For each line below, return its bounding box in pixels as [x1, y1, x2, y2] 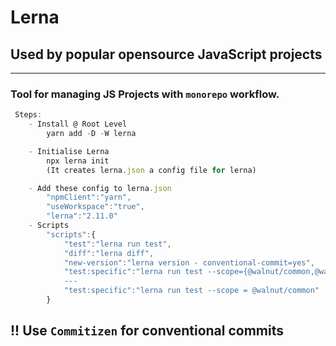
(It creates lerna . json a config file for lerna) [46, 165, 257, 175]
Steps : [14, 110, 43, 120]
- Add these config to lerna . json [28, 183, 172, 193]
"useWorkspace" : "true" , [46, 202, 145, 212]
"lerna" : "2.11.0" [46, 211, 118, 221]
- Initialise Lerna [28, 146, 110, 156]
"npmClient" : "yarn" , [46, 192, 132, 203]
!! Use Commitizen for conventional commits [10, 322, 284, 340]
